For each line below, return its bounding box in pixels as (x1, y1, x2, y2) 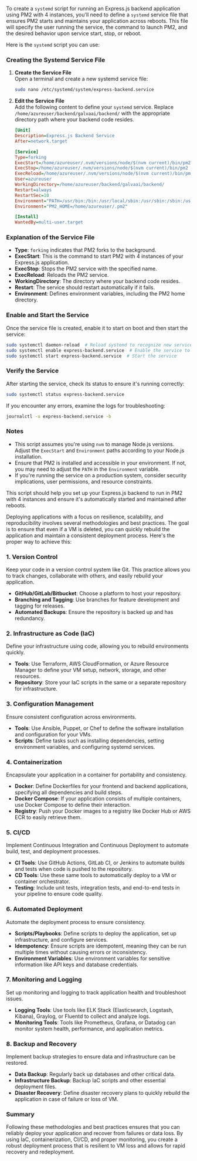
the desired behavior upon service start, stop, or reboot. (6, 30, 142, 37)
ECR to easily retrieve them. (14, 813, 82, 820)
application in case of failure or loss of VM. (14, 1096, 118, 1103)
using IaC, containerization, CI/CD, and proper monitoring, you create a (6, 1136, 178, 1143)
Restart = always (14, 187, 52, 193)
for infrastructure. (14, 685, 57, 692)
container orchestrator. (14, 878, 70, 885)
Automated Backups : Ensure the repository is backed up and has (14, 609, 174, 616)
